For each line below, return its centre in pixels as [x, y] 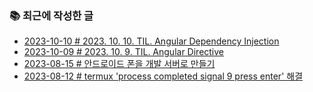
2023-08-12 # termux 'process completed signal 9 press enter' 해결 [163, 76]
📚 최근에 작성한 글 [51, 15]
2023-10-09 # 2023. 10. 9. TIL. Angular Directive [124, 52]
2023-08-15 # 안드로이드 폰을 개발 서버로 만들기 [119, 64]
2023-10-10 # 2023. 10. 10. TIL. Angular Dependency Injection [151, 41]
